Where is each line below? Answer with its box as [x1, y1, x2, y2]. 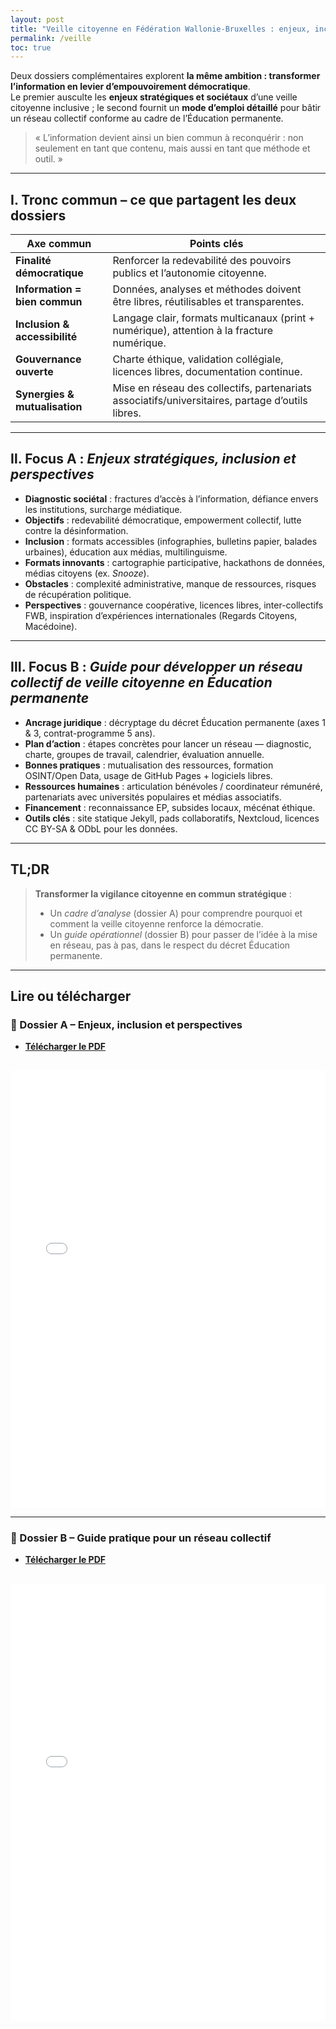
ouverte [15, 365, 54, 379]
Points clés [189, 237, 244, 251]
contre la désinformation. [24, 524, 129, 536]
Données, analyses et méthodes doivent [112, 282, 302, 296]
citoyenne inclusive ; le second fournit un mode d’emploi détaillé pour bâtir [10, 102, 322, 114]
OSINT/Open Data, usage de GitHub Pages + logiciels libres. [24, 769, 273, 781]
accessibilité [15, 330, 78, 344]
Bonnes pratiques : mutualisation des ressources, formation [24, 759, 274, 771]
